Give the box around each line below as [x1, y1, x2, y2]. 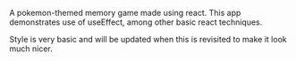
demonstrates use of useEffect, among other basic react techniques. [9, 17, 263, 27]
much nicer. [9, 43, 54, 54]
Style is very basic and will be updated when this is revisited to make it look [9, 34, 288, 44]
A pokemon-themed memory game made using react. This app [9, 8, 241, 18]
